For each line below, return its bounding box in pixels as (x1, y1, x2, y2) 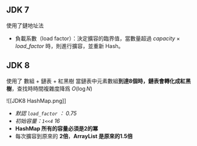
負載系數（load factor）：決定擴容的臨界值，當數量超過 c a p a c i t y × (15, 35, 181, 42)
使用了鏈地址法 (6, 21, 44, 29)
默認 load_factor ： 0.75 (15, 109, 77, 117)
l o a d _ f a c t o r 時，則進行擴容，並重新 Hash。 (15, 42, 124, 49)
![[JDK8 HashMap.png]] (6, 97, 67, 104)
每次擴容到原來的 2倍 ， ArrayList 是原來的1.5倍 (15, 132, 133, 139)
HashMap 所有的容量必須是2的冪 (15, 125, 98, 132)
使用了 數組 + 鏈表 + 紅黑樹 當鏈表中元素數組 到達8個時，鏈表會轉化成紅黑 (6, 77, 192, 85)
